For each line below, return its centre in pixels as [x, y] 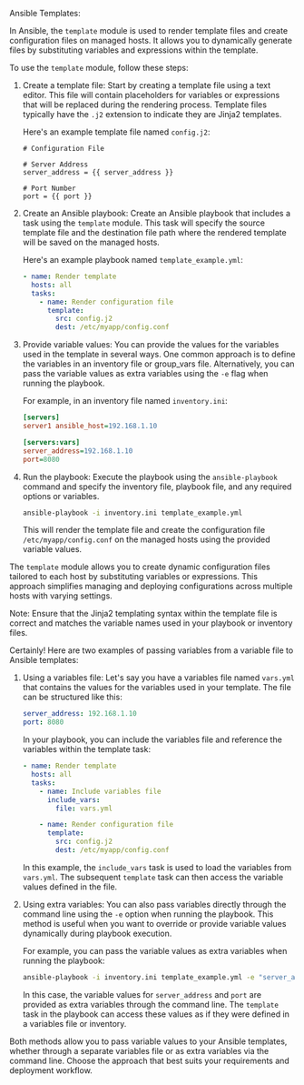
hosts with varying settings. [61, 596]
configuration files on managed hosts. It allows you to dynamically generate [151, 40]
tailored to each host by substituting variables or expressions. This [134, 577]
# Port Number [49, 188]
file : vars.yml [84, 809]
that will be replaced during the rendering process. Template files [145, 105]
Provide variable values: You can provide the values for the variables [151, 345]
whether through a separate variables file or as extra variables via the [139, 1050]
